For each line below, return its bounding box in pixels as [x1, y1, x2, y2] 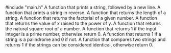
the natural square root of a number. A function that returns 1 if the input [5, 26, 157, 32]
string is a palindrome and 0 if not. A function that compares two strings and [5, 36, 166, 42]
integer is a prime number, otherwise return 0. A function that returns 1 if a [5, 31, 162, 37]
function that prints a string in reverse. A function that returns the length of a [5, 10, 166, 16]
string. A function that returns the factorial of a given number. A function [5, 15, 157, 21]
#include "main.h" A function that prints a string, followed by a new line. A [5, 5, 161, 10]
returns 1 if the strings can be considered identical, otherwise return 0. [5, 42, 154, 47]
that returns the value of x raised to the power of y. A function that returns [5, 20, 161, 26]
